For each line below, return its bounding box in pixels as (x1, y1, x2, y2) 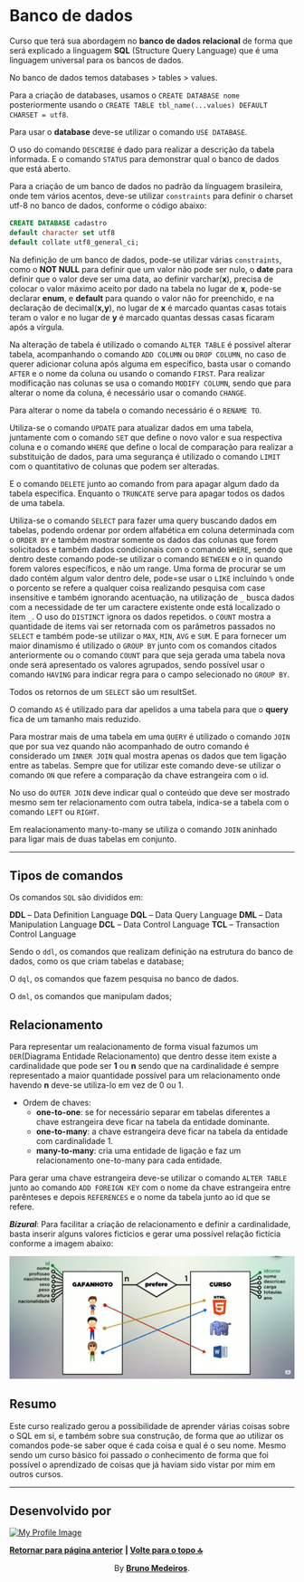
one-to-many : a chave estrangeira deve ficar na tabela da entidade (35, 1126, 289, 1137)
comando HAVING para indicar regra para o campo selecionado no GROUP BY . (9, 669, 290, 680)
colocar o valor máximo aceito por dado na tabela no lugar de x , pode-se (9, 282, 282, 294)
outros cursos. (9, 1468, 63, 1480)
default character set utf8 (9, 228, 116, 237)
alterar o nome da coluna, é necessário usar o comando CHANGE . (9, 386, 247, 398)
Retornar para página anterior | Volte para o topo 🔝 (9, 1545, 204, 1556)
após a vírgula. (9, 321, 65, 332)
